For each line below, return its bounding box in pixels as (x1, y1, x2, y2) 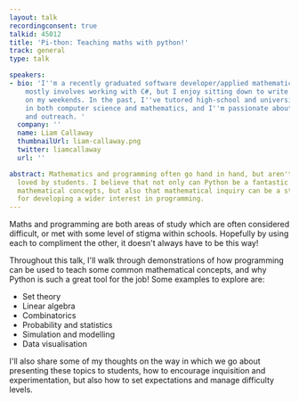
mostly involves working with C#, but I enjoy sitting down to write (25, 86, 289, 96)
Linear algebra (21, 300, 76, 312)
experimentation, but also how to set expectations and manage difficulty (9, 375, 274, 386)
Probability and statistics (21, 320, 113, 331)
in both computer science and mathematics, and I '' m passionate (25, 103, 269, 112)
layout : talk (9, 12, 58, 22)
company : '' (17, 120, 62, 129)
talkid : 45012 (9, 29, 62, 38)
